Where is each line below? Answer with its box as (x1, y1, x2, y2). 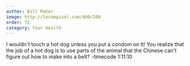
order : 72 (6, 19, 30, 25)
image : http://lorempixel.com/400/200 (6, 14, 101, 20)
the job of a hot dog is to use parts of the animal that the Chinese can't (6, 47, 177, 54)
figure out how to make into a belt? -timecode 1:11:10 (6, 53, 133, 60)
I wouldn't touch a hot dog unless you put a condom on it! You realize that (6, 41, 184, 48)
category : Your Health (6, 25, 62, 31)
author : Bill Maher (6, 8, 54, 15)
